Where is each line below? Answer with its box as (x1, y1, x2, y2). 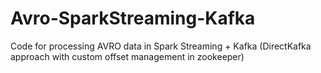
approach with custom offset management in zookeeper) (10, 50, 245, 62)
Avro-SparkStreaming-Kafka (10, 7, 256, 30)
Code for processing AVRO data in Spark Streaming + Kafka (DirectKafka (10, 40, 312, 52)
